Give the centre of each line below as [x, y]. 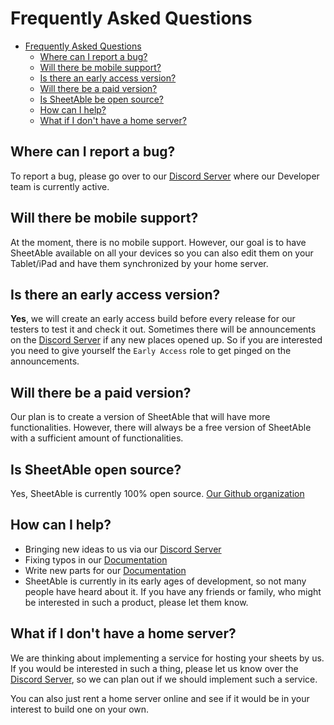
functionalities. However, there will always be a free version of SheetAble [161, 428]
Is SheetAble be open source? [101, 99]
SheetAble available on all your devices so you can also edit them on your [162, 253]
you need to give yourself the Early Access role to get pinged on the [151, 351]
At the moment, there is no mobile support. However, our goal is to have [158, 242]
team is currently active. [60, 186]
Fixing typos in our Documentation [96, 559]
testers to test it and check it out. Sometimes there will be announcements [163, 329]
